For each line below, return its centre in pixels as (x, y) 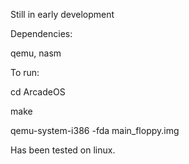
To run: (25, 72)
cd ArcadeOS (38, 92)
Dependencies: (41, 33)
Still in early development (62, 14)
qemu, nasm (36, 53)
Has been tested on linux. (63, 150)
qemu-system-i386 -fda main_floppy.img (95, 130)
